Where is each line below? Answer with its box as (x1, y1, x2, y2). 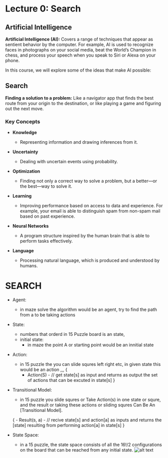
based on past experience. (19, 213, 75, 219)
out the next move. (5, 106, 44, 112)
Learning (12, 193, 32, 199)
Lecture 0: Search (5, 3, 81, 15)
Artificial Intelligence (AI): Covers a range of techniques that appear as (5, 36, 153, 42)
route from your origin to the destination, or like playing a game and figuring (5, 100, 161, 106)
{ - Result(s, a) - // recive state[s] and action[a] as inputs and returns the (12, 417, 162, 423)
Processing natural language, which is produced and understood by (19, 257, 160, 263)
